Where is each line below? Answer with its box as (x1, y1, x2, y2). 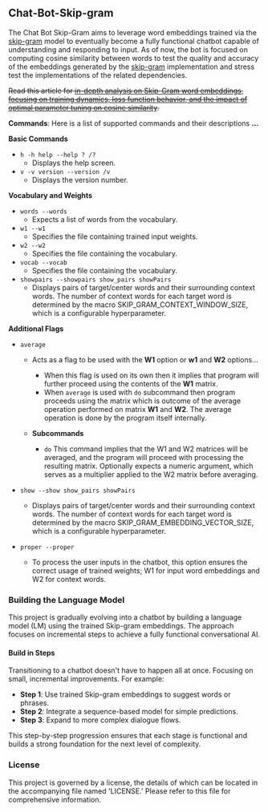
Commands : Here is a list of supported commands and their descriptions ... (8, 118, 259, 127)
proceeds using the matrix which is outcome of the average (43, 396, 242, 406)
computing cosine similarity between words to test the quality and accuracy (8, 53, 259, 63)
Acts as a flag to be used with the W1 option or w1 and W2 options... (31, 354, 258, 364)
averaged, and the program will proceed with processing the (43, 452, 244, 462)
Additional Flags (8, 324, 64, 333)
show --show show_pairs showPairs (19, 487, 136, 495)
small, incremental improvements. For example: (8, 674, 164, 684)
